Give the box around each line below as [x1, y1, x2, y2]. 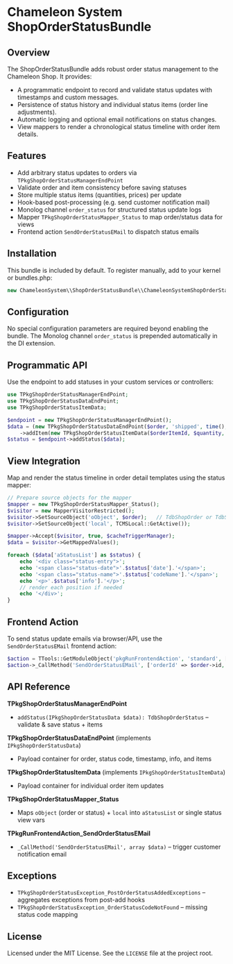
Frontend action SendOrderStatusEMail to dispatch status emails [17, 227, 200, 236]
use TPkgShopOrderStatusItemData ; [7, 404, 107, 411]
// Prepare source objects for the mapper [7, 494, 132, 502]
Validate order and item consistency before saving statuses [17, 183, 187, 192]
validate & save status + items [17, 720, 103, 729]
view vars [17, 815, 45, 824]
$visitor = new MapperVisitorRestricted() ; [7, 507, 135, 514]
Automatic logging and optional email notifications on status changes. [17, 115, 217, 124]
